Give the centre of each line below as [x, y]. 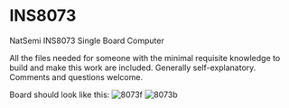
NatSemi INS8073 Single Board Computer [87, 40]
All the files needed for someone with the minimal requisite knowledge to [145, 58]
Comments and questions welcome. [76, 76]
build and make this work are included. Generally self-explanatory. [133, 67]
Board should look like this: [60, 94]
